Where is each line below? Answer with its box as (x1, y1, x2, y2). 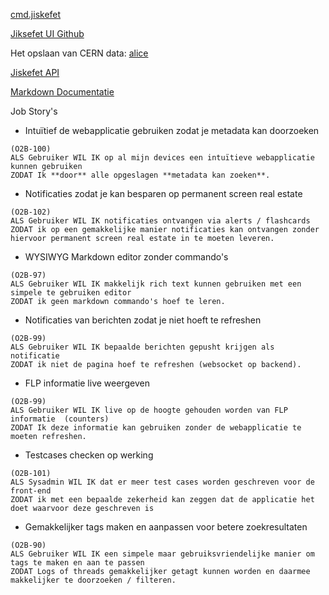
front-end (10, 486, 52, 496)
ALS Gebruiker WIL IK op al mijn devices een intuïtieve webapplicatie (10, 153, 315, 163)
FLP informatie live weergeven (24, 377, 150, 389)
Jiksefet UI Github (10, 28, 85, 39)
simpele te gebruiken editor (10, 288, 132, 298)
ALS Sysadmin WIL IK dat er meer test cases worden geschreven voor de (10, 477, 315, 487)
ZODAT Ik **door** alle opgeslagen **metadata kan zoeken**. (10, 170, 271, 180)
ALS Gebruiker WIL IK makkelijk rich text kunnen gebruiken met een (10, 279, 302, 289)
